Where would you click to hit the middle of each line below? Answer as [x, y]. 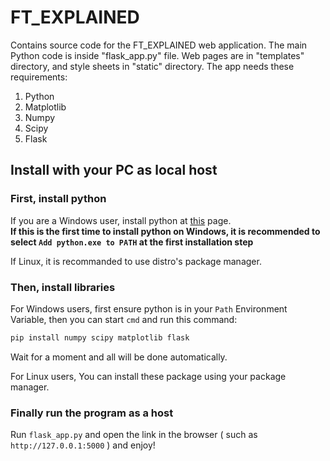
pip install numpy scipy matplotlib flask [100, 337]
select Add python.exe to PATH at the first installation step [132, 242]
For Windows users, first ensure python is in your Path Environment [149, 308]
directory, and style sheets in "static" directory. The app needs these [152, 66]
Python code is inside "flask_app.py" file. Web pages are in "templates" [157, 55]
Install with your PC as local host [114, 170]
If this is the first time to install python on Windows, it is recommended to [165, 231]
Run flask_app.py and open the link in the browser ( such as [134, 435]
